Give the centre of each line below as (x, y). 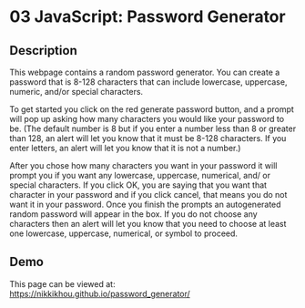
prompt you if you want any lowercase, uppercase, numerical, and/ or (140, 175)
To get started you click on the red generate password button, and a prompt (152, 109)
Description (43, 51)
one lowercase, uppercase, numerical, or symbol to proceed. (124, 233)
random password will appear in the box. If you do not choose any (133, 214)
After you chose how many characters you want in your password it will (143, 165)
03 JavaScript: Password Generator (147, 17)
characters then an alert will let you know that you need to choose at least (148, 224)
